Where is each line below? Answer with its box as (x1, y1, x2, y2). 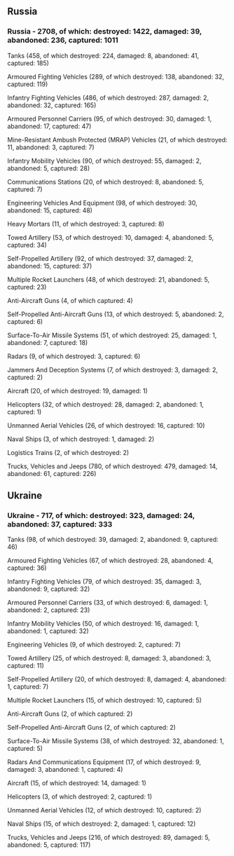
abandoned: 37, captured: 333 (7, 519, 113, 529)
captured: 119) (7, 80, 48, 88)
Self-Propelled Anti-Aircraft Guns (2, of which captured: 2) (7, 723, 177, 732)
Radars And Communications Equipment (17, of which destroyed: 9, (7, 758, 202, 766)
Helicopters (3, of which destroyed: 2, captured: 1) (7, 792, 153, 801)
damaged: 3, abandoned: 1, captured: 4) (7, 766, 123, 774)
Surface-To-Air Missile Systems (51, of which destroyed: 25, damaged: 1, (7, 331, 217, 339)
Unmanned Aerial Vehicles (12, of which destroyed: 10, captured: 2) (7, 806, 202, 815)
